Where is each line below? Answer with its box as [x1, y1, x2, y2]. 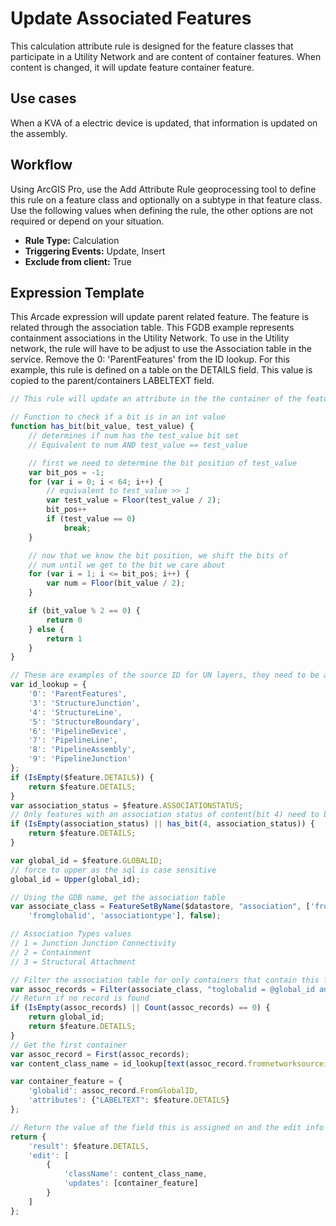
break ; [63, 523, 92, 533]
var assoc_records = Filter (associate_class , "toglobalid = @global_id [10, 984, 315, 994]
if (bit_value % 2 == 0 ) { [28, 606, 141, 616]
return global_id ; [28, 1012, 105, 1022]
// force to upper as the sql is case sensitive [10, 865, 217, 875]
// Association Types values [10, 929, 132, 939]
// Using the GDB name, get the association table [10, 892, 226, 902]
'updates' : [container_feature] [63, 1178, 199, 1189]
